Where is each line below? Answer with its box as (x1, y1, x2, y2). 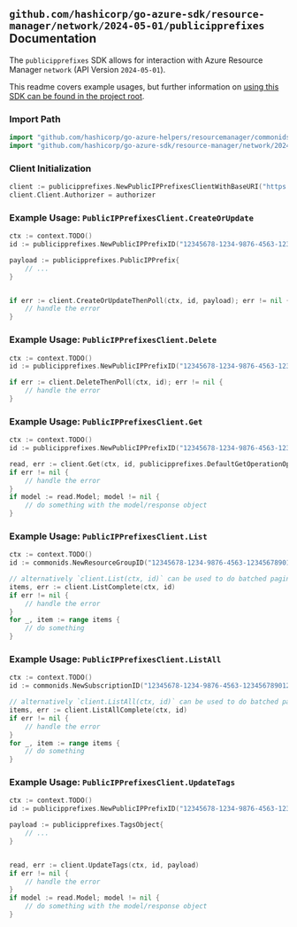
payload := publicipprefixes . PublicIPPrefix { (9, 255, 179, 265)
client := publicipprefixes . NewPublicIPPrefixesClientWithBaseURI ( (9, 183, 263, 191)
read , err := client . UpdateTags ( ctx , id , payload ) (9, 861, 200, 869)
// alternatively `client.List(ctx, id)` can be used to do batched (9, 574, 267, 584)
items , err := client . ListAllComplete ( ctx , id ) (9, 705, 188, 715)
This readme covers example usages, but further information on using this (9, 81, 279, 92)
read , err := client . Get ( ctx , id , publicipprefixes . (9, 459, 208, 469)
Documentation (9, 31, 97, 46)
